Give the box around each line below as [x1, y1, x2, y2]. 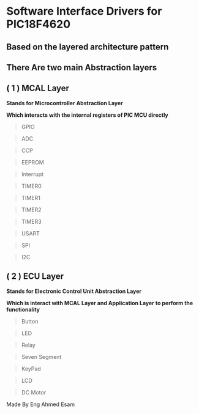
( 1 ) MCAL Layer [6, 83, 69, 94]
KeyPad [21, 365, 41, 372]
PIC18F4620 [6, 17, 71, 31]
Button [21, 317, 39, 325]
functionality [6, 306, 40, 313]
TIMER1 [21, 194, 41, 201]
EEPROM [21, 158, 44, 166]
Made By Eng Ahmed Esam [6, 401, 75, 408]
